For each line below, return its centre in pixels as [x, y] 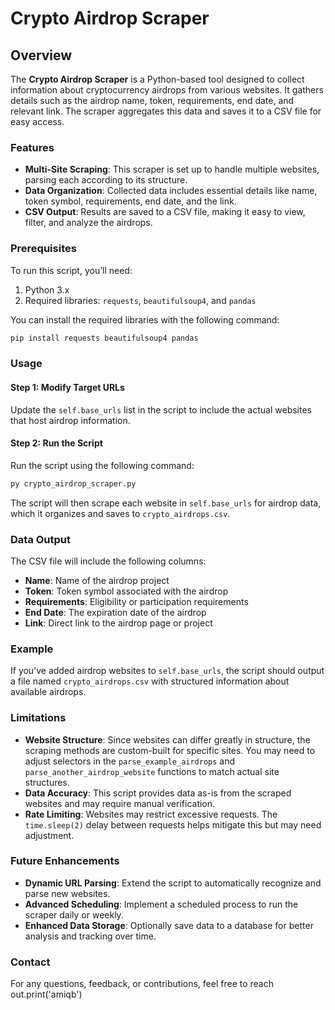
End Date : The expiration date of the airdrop [115, 612]
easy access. [37, 121]
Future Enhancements [65, 861]
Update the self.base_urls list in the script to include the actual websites [161, 409]
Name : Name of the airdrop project [97, 580]
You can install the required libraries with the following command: [145, 319]
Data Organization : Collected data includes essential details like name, [171, 191]
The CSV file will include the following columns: [108, 561]
